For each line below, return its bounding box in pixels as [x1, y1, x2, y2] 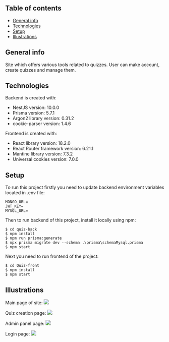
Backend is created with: [5, 95, 57, 101]
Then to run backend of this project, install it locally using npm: [5, 217, 136, 223]
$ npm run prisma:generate [5, 236, 62, 241]
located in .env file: [5, 190, 45, 196]
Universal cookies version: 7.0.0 [12, 156, 79, 162]
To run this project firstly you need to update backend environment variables [5, 184, 164, 191]
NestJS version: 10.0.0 [12, 104, 60, 110]
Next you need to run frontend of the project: [5, 253, 99, 259]
